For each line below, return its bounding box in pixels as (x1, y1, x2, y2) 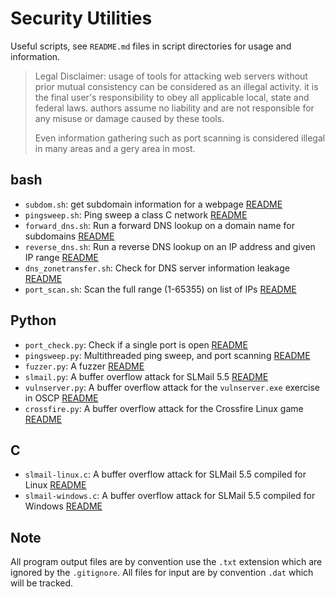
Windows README (24, 500, 103, 512)
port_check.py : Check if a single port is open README (24, 338, 248, 351)
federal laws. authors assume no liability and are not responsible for (34, 102, 315, 114)
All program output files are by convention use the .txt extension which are (10, 556, 323, 568)
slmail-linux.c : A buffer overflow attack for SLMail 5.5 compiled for (24, 468, 307, 481)
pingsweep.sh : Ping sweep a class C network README (24, 208, 248, 221)
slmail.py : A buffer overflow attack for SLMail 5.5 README (24, 370, 269, 382)
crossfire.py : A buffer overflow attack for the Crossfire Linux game (24, 402, 304, 414)
